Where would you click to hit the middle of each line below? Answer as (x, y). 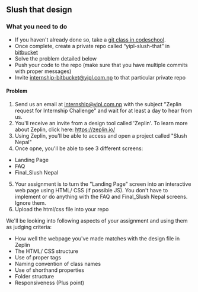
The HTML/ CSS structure (46, 251)
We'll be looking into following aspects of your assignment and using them (97, 220)
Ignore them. (30, 203)
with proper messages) (43, 71)
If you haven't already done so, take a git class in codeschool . (90, 39)
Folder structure (34, 276)
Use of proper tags (38, 257)
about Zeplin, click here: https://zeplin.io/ (65, 129)
